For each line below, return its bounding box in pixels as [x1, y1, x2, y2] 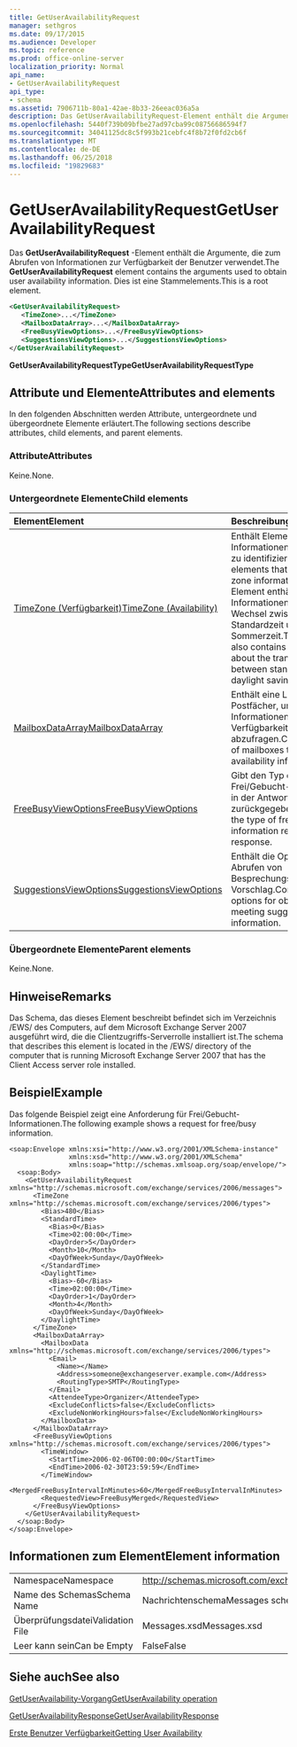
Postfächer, [231, 699, 279, 712]
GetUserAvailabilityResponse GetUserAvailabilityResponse [9, 1710, 219, 1720]
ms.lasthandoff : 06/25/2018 [9, 152, 113, 162]
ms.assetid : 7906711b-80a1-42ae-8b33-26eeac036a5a [9, 104, 200, 113]
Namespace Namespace [13, 1574, 114, 1587]
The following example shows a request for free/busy [61, 1118, 256, 1128]
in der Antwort [231, 791, 291, 803]
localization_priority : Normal [9, 63, 125, 72]
